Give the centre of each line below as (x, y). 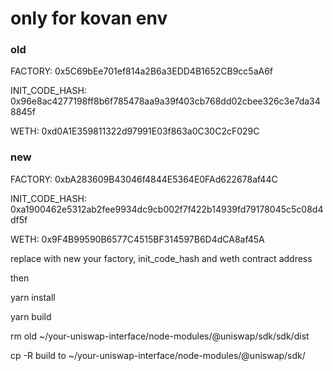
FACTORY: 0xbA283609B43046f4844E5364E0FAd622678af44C (144, 179)
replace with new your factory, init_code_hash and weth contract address (161, 258)
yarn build (31, 316)
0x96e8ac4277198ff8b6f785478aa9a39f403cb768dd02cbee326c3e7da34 (165, 101)
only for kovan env (89, 18)
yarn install (33, 297)
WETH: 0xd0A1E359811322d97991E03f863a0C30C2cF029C (135, 131)
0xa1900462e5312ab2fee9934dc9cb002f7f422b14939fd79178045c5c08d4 (167, 209)
